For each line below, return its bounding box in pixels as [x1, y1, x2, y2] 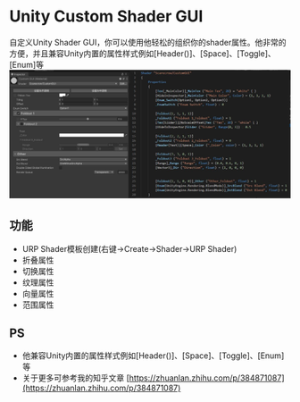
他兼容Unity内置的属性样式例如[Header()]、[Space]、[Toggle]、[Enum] [21, 350, 285, 361]
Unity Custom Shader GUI [9, 6, 204, 27]
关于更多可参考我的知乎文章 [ [21, 373, 129, 383]
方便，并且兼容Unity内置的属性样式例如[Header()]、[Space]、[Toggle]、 [9, 47, 276, 59]
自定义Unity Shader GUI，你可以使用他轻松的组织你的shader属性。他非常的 [9, 37, 287, 47]
